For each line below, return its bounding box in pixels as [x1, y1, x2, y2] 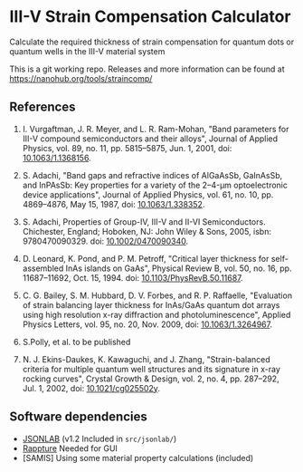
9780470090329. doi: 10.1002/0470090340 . [22, 236, 189, 246]
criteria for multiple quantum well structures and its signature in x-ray [22, 363, 280, 374]
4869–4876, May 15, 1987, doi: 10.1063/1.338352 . [22, 198, 205, 209]
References [9, 100, 76, 115]
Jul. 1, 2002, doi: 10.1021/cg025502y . [22, 382, 161, 393]
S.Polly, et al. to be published [22, 336, 131, 347]
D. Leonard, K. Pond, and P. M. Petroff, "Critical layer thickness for [22, 253, 270, 264]
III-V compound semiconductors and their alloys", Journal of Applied [22, 133, 279, 144]
